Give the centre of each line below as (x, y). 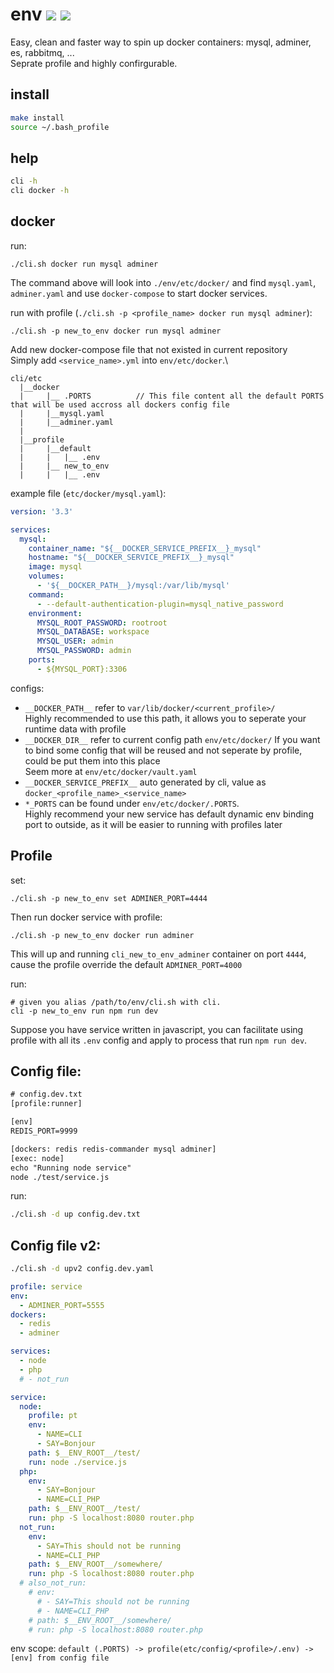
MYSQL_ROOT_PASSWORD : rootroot (102, 623)
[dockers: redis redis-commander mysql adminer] (113, 1149)
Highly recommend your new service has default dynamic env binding (169, 814)
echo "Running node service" (71, 1168)
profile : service (46, 1286)
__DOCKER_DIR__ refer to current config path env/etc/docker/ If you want (172, 739)
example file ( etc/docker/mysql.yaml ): (88, 493)
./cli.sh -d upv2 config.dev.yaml (82, 1269)
